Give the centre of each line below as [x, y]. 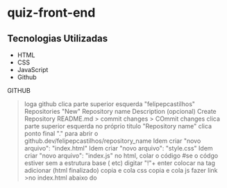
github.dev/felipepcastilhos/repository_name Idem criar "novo [112, 141]
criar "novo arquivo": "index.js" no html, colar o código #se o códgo [121, 155]
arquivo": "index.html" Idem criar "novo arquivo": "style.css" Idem [118, 148]
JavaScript [33, 70]
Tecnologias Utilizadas [58, 39]
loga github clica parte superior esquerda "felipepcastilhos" [110, 104]
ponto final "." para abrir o [61, 134]
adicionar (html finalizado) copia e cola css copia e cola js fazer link [121, 170]
